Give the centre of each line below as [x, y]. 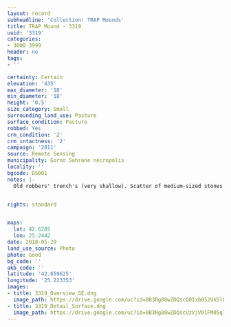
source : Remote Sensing [41, 154]
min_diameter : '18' [35, 96]
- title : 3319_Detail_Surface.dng [57, 306]
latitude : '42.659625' [40, 274]
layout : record [29, 13]
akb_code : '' [26, 268]
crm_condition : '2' [35, 135]
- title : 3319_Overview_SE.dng [52, 293]
